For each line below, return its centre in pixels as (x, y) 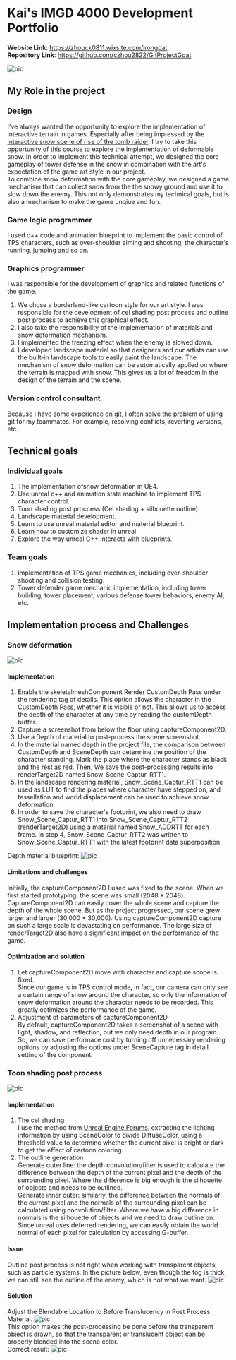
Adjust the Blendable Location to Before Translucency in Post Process (109, 1311)
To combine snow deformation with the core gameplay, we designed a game (118, 179)
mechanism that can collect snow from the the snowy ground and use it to (115, 186)
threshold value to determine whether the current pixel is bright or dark (120, 1143)
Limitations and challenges (48, 872)
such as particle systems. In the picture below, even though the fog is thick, (117, 1272)
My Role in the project (56, 91)
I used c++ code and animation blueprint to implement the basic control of (115, 235)
